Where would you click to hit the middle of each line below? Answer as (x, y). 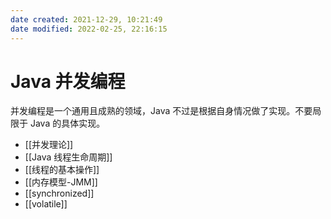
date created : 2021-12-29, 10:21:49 (86, 19)
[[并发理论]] (49, 145)
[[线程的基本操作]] (62, 170)
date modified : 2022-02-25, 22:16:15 (89, 29)
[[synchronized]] (59, 193)
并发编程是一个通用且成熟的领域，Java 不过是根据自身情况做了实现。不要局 (166, 111)
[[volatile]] (46, 204)
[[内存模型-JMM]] (61, 182)
